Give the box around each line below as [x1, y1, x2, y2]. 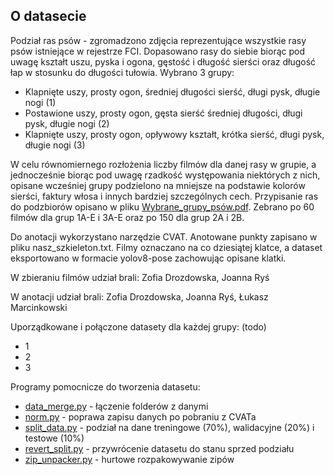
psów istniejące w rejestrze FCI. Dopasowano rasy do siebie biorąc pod [10, 45, 305, 57]
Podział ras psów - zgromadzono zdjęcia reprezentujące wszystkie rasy [10, 34, 307, 46]
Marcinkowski [10, 301, 68, 313]
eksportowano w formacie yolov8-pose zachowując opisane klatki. [10, 252, 287, 264]
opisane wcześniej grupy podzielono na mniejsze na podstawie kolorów [10, 179, 306, 191]
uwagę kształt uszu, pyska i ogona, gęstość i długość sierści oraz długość [10, 55, 317, 68]
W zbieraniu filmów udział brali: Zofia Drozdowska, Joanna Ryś [10, 271, 270, 283]
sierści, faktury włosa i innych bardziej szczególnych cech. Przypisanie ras [10, 190, 319, 202]
